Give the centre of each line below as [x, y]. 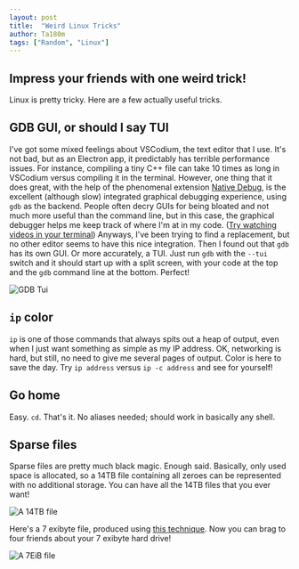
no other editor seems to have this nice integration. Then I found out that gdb [149, 244]
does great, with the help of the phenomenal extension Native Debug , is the [148, 187]
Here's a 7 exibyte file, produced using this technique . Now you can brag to [148, 529]
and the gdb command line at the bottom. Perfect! [99, 272]
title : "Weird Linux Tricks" [65, 26]
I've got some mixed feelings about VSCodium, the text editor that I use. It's [148, 149]
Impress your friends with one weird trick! [128, 78]
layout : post [33, 17]
